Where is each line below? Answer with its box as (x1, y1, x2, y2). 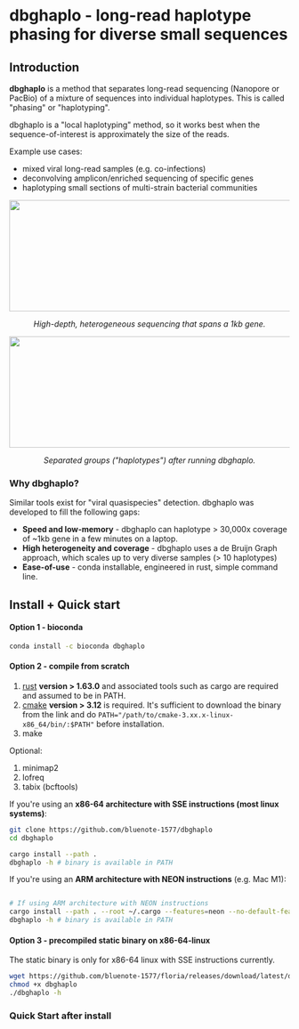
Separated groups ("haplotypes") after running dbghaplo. (43, 455, 256, 466)
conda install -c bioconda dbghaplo (9, 642, 145, 651)
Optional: (9, 745, 43, 756)
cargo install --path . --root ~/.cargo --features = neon (9, 907, 225, 917)
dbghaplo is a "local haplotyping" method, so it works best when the (9, 119, 261, 130)
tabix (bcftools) (21, 781, 78, 792)
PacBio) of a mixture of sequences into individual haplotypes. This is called (9, 93, 285, 103)
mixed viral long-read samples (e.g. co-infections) (21, 164, 206, 174)
